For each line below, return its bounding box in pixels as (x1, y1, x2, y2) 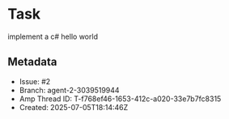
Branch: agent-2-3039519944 (19, 85, 120, 95)
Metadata (7, 55, 57, 69)
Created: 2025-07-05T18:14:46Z (19, 102, 129, 112)
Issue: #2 (19, 76, 51, 86)
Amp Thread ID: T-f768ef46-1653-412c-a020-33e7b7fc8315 (19, 94, 222, 104)
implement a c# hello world (7, 32, 99, 41)
